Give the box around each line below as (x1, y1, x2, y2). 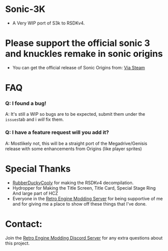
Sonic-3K (5, 3, 46, 15)
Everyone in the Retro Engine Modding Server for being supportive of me (12, 196, 163, 202)
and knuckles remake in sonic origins (5, 48, 163, 59)
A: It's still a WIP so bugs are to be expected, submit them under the (5, 111, 145, 117)
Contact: (5, 218, 42, 230)
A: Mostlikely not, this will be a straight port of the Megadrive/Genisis (5, 140, 147, 146)
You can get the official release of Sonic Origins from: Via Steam (12, 64, 145, 70)
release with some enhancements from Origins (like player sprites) (5, 146, 142, 152)
